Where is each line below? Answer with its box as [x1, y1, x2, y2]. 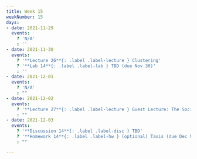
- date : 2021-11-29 [6, 25, 54, 31]
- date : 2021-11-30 [6, 47, 54, 53]
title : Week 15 [6, 8, 43, 15]
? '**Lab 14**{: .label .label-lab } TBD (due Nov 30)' [16, 63, 157, 69]
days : [6, 19, 19, 25]
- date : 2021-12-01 [6, 74, 54, 79]
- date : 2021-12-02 [6, 95, 54, 101]
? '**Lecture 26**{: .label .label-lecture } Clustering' [16, 57, 161, 63]
